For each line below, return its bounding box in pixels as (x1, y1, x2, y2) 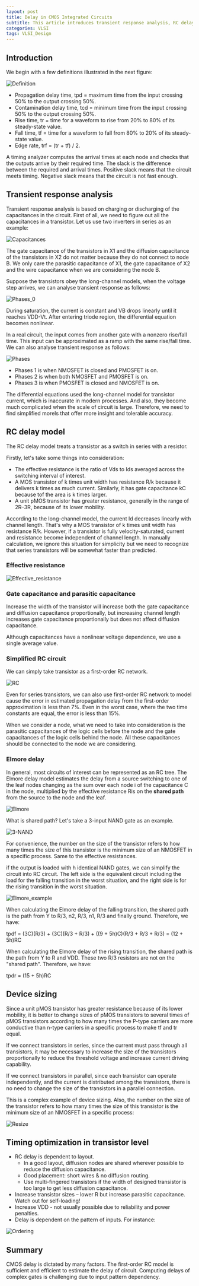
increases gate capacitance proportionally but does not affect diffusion (6, 615, 179, 623)
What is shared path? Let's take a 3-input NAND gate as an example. (6, 817, 174, 824)
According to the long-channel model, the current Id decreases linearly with (6, 515, 191, 522)
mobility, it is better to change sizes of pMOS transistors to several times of (6, 1011, 190, 1018)
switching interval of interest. (14, 472, 86, 479)
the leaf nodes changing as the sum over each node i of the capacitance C (6, 781, 188, 788)
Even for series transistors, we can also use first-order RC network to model (6, 691, 192, 698)
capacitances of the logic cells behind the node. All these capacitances (6, 734, 181, 741)
